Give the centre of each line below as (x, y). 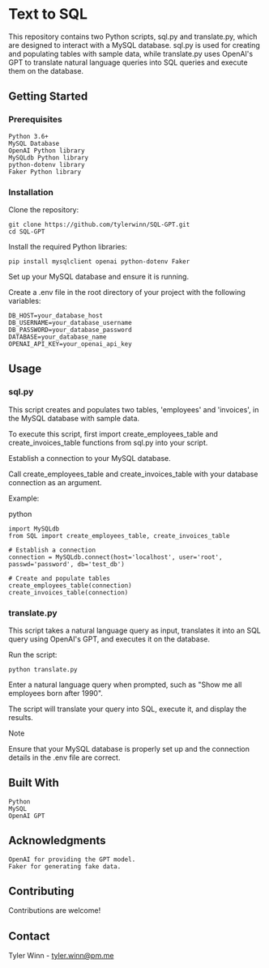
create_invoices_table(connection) (68, 592)
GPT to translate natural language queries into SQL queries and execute (128, 62)
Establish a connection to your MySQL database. (90, 458)
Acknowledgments (58, 840)
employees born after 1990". (56, 693)
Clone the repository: (44, 209)
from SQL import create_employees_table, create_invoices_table (119, 535)
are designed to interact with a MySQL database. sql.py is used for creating (134, 45)
